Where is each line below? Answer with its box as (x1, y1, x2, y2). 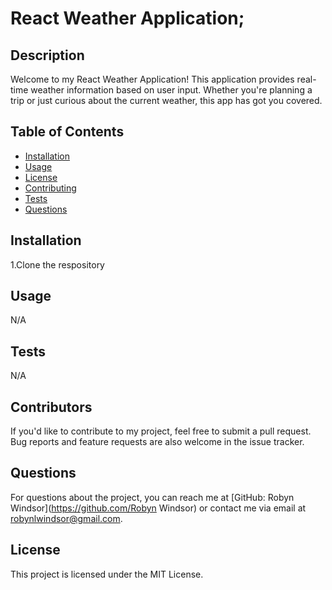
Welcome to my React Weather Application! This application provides (10, 73, 295, 85)
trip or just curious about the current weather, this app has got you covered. (10, 95, 323, 106)
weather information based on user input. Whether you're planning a (30, 84, 313, 96)
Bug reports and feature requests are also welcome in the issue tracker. (10, 436, 305, 448)
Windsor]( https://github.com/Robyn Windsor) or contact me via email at (10, 502, 307, 514)
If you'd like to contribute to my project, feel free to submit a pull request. (10, 425, 312, 437)
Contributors (10, 398, 93, 416)
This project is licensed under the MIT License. (10, 568, 204, 580)
